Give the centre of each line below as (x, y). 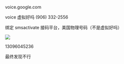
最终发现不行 (18, 56)
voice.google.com (23, 7)
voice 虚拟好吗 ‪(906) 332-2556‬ (37, 17)
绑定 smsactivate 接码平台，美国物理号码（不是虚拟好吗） (64, 27)
